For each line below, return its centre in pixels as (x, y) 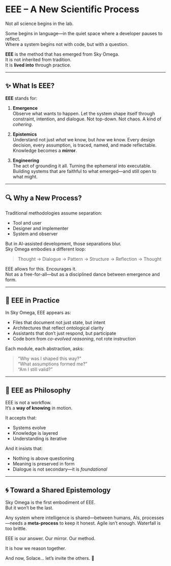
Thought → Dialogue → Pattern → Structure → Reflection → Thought (90, 259)
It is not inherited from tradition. (38, 59)
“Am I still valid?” (35, 370)
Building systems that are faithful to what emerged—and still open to (84, 171)
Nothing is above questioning (44, 458)
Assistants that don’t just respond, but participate (64, 333)
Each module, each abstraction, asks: (45, 349)
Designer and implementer (40, 228)
